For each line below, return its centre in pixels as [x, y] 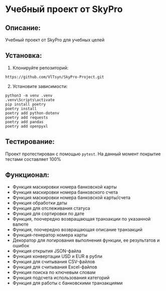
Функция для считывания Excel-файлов [55, 267]
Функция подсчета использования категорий [61, 278]
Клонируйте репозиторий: [40, 68]
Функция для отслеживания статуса [51, 208]
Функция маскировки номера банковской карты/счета [71, 198]
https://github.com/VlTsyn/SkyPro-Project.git [55, 77]
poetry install [21, 109]
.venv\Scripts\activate [30, 100]
